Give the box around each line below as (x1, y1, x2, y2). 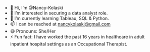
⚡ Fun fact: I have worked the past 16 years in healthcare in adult (10, 34, 145, 39)
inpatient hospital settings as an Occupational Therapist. (10, 41, 128, 47)
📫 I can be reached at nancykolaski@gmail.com (10, 21, 111, 27)
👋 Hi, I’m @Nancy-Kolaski (10, 5, 63, 10)
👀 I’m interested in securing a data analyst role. (10, 10, 108, 16)
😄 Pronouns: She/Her (10, 28, 56, 34)
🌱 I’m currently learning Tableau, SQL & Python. (10, 15, 110, 21)
